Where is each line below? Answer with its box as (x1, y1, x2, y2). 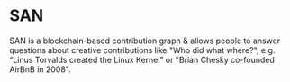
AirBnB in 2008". (9, 64, 72, 75)
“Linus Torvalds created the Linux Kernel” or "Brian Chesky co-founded (9, 54, 275, 65)
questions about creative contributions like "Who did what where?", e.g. (9, 44, 276, 55)
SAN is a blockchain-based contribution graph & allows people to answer (9, 35, 281, 46)
